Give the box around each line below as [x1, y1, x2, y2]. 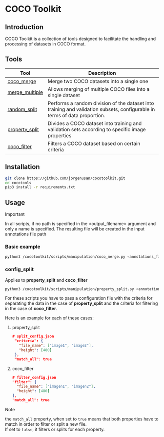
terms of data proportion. [47, 112, 105, 119]
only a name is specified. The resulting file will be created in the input [5, 226, 145, 232]
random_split [7, 106, 38, 113]
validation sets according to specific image [47, 126, 146, 133]
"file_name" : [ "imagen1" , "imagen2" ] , [17, 384, 96, 389]
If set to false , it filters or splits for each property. [5, 426, 105, 432]
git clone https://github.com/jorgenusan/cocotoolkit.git [5, 176, 125, 181]
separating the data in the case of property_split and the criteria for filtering [5, 300, 158, 306]
